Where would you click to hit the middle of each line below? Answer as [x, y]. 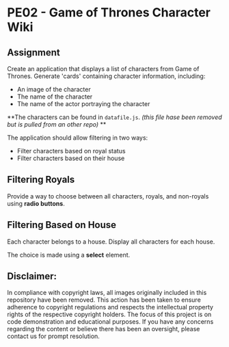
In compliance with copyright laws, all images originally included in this [107, 293]
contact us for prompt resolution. [54, 336]
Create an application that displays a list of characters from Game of [103, 69]
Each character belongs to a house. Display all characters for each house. [111, 242]
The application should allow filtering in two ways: [78, 138]
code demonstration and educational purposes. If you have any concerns [110, 322]
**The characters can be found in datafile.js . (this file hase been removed [114, 117]
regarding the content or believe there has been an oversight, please [104, 329]
